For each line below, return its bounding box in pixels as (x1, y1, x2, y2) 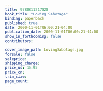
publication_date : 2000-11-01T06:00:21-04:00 (5, 30, 98, 34)
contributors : (5, 39, 34, 44)
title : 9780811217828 (5, 7, 49, 12)
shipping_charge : (5, 61, 40, 66)
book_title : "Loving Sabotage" (5, 12, 68, 16)
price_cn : (5, 70, 25, 75)
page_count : (5, 79, 29, 84)
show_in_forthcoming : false (5, 34, 62, 39)
